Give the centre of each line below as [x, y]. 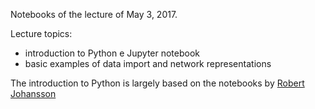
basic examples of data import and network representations [148, 63]
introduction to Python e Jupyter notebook [112, 53]
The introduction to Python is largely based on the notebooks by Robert [157, 83]
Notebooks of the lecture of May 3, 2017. [94, 14]
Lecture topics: [41, 33]
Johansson [33, 93]
